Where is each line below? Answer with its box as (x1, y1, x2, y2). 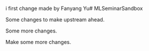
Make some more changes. (5, 39, 72, 45)
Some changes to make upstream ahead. (5, 16, 105, 23)
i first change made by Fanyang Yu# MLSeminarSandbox (5, 5, 143, 12)
